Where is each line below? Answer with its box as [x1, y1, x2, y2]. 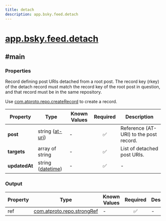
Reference [120, 125, 145, 132]
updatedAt [7, 162, 34, 169]
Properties [5, 68, 31, 74]
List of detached [120, 145, 159, 152]
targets [7, 148, 25, 155]
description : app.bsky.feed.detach [5, 12, 79, 17]
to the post [131, 131, 157, 138]
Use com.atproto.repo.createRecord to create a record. [5, 99, 118, 105]
